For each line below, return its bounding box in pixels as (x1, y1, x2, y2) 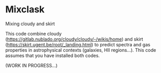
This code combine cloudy (5, 30, 62, 36)
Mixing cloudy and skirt (5, 21, 55, 27)
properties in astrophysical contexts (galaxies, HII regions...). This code (5, 47, 156, 53)
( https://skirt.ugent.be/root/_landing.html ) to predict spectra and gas (5, 41, 151, 47)
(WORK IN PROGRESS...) (5, 62, 58, 68)
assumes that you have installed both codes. (5, 52, 100, 59)
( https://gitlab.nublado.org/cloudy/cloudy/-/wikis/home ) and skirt (5, 36, 144, 42)
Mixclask (5, 4, 45, 15)
